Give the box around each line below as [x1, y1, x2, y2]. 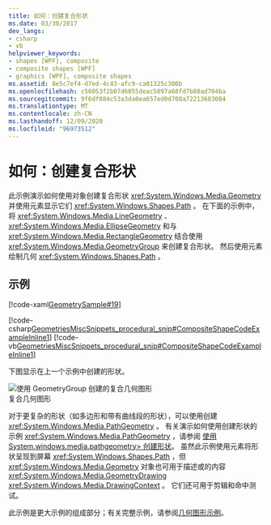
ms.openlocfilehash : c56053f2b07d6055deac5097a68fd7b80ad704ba [8, 87, 227, 96]
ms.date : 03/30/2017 [8, 19, 78, 28]
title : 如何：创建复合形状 [8, 11, 89, 20]
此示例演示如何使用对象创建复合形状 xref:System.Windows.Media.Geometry [8, 190, 261, 200]
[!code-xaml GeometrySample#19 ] [8, 299, 121, 309]
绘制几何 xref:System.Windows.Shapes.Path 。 [8, 251, 166, 261]
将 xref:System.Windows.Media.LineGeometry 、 [8, 211, 171, 220]
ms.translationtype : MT [8, 102, 89, 110]
